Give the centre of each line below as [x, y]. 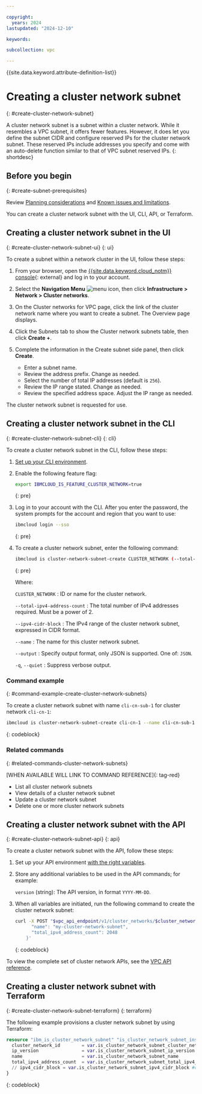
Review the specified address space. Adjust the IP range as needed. [109, 393]
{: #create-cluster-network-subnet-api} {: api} [63, 839]
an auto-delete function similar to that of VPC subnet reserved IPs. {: [91, 151]
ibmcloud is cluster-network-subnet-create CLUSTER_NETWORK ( [94, 559]
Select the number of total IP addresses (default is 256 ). [93, 380]
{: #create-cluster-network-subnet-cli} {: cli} [61, 438]
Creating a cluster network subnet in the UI [88, 233]
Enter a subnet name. [50, 367]
